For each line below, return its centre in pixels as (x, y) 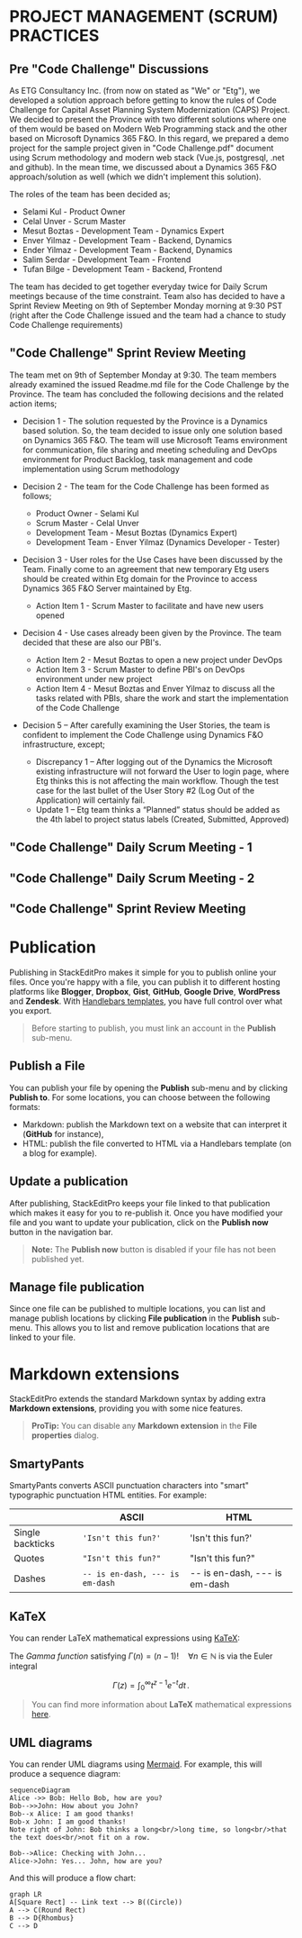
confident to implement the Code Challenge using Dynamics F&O (142, 734)
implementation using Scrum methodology (101, 469)
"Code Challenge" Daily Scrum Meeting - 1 (131, 847)
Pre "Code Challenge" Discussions (109, 69)
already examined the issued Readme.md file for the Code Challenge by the (149, 384)
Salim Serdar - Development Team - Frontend (107, 259)
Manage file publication (77, 1287)
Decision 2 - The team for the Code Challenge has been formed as (146, 486)
